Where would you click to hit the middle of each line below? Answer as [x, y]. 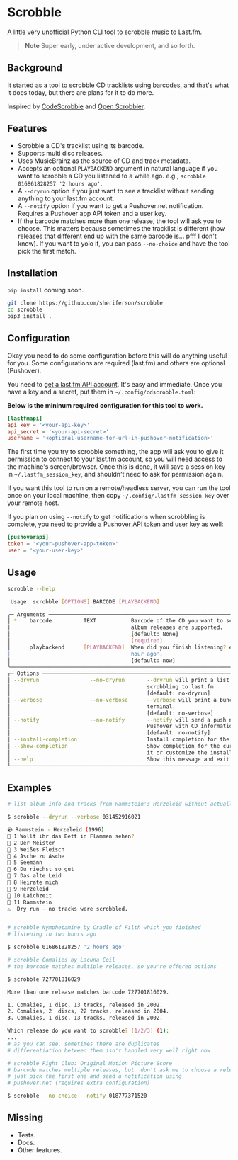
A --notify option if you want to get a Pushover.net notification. [110, 205]
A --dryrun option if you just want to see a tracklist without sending [116, 191]
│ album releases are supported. [115, 627]
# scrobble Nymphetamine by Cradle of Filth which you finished [104, 928]
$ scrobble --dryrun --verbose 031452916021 [74, 817]
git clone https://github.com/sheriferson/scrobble [85, 303]
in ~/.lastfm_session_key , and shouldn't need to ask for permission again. [115, 474]
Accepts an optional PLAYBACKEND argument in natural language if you [118, 168]
